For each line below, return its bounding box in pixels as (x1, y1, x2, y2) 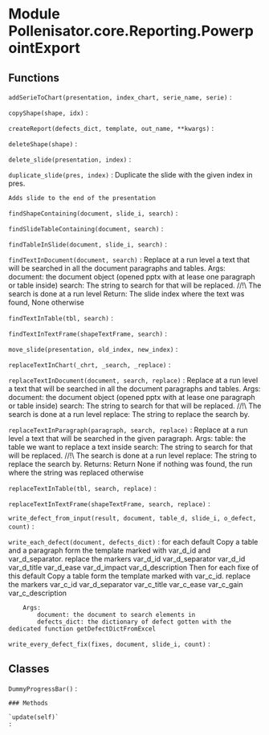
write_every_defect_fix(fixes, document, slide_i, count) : (8, 639, 210, 648)
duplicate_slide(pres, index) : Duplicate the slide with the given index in (8, 170, 253, 179)
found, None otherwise (8, 298, 84, 307)
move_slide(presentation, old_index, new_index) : (8, 345, 178, 353)
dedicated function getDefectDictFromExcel (8, 625, 157, 633)
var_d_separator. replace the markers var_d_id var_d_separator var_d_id (8, 554, 246, 563)
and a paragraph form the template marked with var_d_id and (8, 545, 211, 555)
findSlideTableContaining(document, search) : (8, 224, 164, 233)
